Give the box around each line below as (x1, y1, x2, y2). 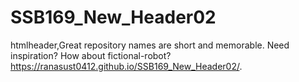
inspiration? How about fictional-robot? (10, 49, 172, 61)
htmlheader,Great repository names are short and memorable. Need (10, 39, 290, 51)
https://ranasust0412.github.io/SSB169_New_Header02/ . (10, 60, 243, 72)
